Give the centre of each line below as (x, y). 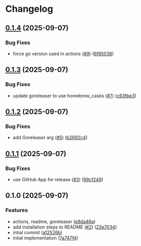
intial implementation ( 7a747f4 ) (45, 238)
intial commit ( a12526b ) (37, 232)
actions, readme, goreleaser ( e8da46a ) (54, 221)
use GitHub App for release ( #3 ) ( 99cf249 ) (58, 179)
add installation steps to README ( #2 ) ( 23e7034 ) (65, 227)
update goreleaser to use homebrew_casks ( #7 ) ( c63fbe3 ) (75, 96)
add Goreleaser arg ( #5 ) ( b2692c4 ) (50, 138)
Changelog (29, 9)
